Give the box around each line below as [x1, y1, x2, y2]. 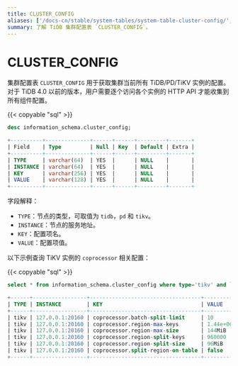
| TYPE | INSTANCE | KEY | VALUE [7, 301, 223, 308]
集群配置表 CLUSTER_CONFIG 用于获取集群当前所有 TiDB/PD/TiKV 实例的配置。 [7, 79, 230, 87]
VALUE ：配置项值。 [17, 238, 72, 247]
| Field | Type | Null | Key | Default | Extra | [7, 143, 195, 151]
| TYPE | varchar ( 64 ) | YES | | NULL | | [7, 157, 195, 164]
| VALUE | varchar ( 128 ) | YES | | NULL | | [7, 177, 195, 184]
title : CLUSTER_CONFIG [7, 10, 74, 18]
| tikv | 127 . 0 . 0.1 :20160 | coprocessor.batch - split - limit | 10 [7, 314, 214, 321]
